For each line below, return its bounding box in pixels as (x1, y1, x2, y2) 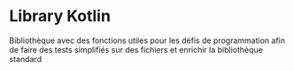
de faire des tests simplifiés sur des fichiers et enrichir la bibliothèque (9, 44, 263, 54)
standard (9, 53, 43, 64)
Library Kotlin (9, 6, 111, 26)
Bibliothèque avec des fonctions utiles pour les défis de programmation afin (9, 35, 286, 46)
